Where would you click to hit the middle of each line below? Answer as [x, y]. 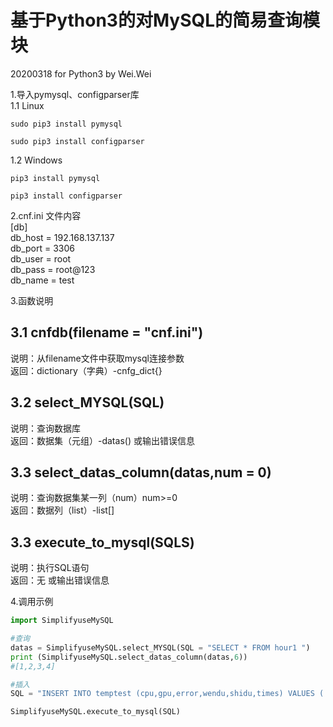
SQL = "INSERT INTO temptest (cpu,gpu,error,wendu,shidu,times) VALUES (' [169, 694]
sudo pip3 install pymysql [66, 124]
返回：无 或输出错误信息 [60, 580]
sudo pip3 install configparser [77, 141]
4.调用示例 [32, 602]
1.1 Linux [27, 105]
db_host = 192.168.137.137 [62, 237]
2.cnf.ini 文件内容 [46, 215]
